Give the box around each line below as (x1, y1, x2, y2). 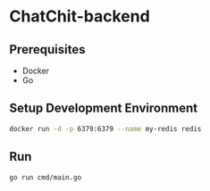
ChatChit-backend (9, 6, 150, 27)
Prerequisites (9, 42, 86, 57)
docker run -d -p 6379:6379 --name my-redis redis (9, 124, 202, 133)
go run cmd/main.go (9, 172, 82, 182)
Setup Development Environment (9, 101, 198, 116)
